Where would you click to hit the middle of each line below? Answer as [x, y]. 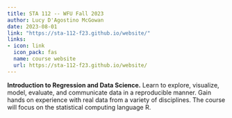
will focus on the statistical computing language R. [79, 107]
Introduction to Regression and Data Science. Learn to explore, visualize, [114, 85]
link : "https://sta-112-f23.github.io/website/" [79, 33]
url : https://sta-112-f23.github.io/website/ [81, 65]
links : [17, 40]
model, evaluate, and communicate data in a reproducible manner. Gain [109, 92]
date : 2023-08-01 [32, 26]
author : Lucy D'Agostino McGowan [56, 20]
